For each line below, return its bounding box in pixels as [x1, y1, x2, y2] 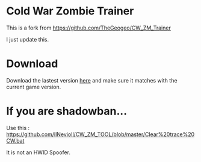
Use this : [6, 124, 30, 131]
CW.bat [6, 137, 25, 144]
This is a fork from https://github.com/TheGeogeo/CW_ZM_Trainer [6, 24, 172, 31]
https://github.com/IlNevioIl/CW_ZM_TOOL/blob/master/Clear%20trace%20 [6, 131, 195, 138]
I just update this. [6, 36, 49, 43]
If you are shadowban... [6, 104, 128, 118]
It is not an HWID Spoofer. [6, 149, 71, 156]
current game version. [6, 83, 61, 90]
